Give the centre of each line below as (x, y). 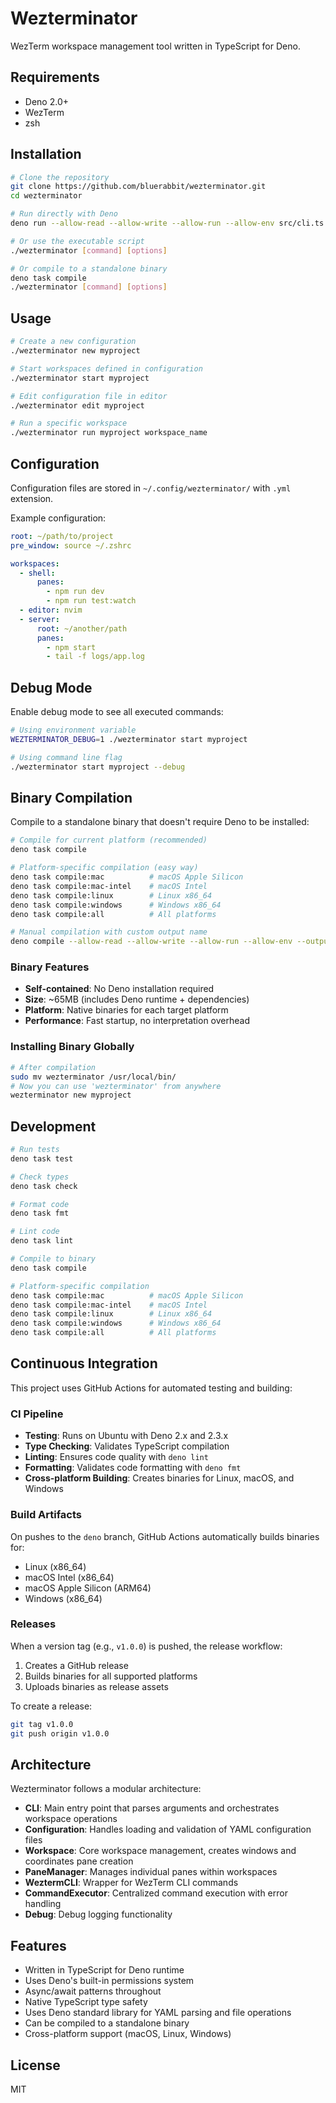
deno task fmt (40, 1213)
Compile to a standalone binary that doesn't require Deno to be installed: (160, 822)
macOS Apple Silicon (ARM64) (88, 1588)
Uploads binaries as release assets (96, 1686)
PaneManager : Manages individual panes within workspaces (151, 1872)
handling (43, 1904)
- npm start (71, 647)
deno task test (42, 1158)
